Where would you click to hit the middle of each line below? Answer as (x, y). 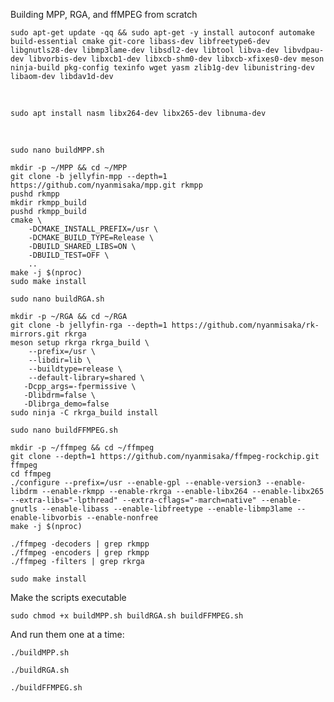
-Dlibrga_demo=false (66, 404)
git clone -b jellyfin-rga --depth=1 (89, 325)
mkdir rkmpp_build (48, 203)
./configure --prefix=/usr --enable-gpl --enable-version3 (136, 483)
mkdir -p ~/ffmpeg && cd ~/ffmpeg (82, 448)
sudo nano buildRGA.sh (57, 299)
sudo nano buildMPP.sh (57, 150)
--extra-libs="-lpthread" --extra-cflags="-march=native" (133, 500)
